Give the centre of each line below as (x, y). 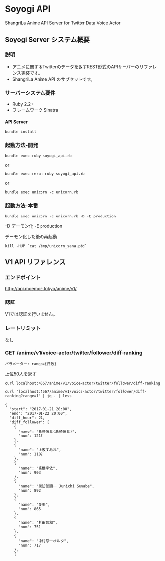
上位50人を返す (21, 374)
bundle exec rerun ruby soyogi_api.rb (45, 174)
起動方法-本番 (21, 206)
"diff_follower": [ (30, 422)
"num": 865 (29, 509)
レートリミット (23, 328)
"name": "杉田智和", (38, 523)
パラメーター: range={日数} (31, 364)
